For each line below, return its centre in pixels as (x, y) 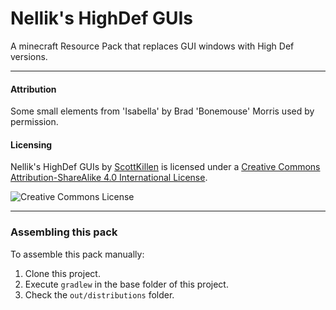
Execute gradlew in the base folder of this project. (126, 284)
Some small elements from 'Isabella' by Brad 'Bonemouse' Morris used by (162, 111)
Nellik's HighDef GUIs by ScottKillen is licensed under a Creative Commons (165, 167)
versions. (29, 56)
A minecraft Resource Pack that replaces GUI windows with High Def (152, 46)
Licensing (31, 144)
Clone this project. (62, 273)
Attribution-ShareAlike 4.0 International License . (109, 178)
